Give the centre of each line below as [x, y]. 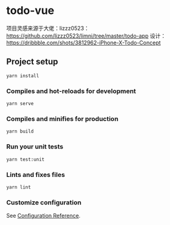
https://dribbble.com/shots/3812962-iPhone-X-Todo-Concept [83, 43]
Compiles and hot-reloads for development [71, 91]
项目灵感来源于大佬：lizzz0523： [48, 28]
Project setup [32, 62]
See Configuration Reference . [43, 216]
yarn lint [19, 187]
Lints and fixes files [36, 175]
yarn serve [20, 104]
